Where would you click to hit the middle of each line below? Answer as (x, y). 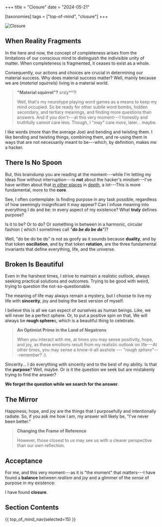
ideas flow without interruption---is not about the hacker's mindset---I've (78, 179)
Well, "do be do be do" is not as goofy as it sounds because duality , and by (81, 239)
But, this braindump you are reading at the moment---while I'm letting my (78, 174)
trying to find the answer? (31, 375)
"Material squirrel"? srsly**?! (47, 92)
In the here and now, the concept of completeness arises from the (71, 53)
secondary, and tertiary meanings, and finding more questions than (84, 112)
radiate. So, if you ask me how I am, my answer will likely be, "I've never (77, 416)
